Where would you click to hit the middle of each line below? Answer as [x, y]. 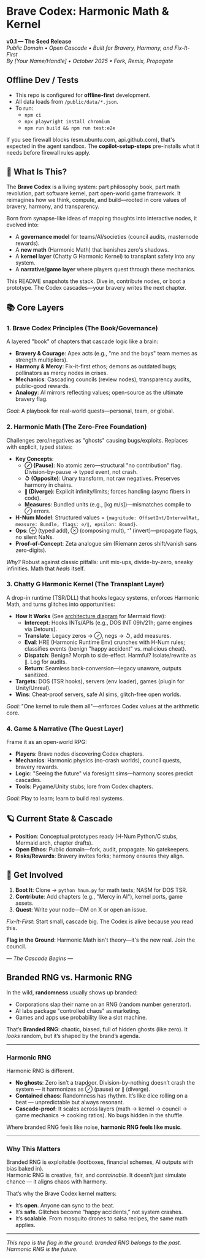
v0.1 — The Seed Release [39, 41]
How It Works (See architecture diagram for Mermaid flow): [90, 616]
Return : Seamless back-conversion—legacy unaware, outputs [103, 668]
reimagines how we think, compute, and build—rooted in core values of [97, 200]
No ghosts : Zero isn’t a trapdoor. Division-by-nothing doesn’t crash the [105, 1082]
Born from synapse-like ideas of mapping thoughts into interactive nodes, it [102, 218]
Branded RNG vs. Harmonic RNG [69, 978]
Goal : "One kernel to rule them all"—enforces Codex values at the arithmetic [103, 706]
